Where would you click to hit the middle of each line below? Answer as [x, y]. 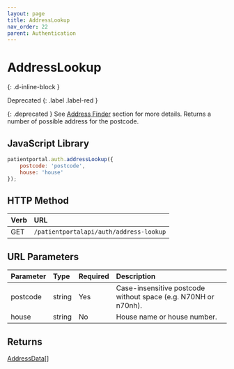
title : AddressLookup [39, 20]
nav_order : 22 [28, 27]
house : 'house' [42, 172]
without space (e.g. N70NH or [165, 297]
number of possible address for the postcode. [73, 121]
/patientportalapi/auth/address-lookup [100, 232]
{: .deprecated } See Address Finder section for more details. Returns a [109, 114]
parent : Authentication [42, 33]
